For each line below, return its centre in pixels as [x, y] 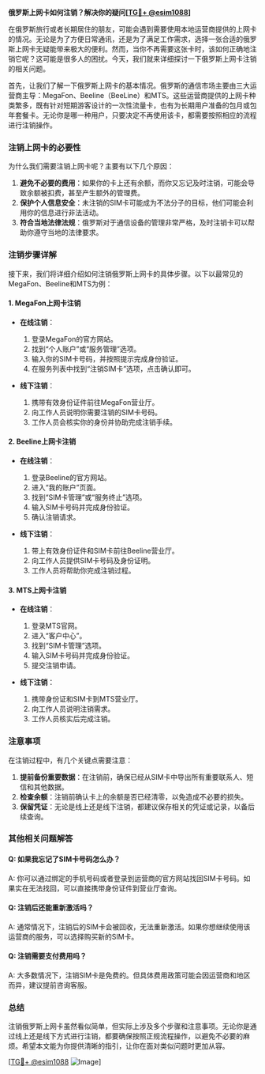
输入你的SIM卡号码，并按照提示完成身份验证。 [107, 358]
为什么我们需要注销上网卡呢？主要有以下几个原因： [91, 166]
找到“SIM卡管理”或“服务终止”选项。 [89, 497]
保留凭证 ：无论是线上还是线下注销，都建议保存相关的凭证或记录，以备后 [137, 807]
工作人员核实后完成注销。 [73, 719]
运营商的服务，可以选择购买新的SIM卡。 [73, 936]
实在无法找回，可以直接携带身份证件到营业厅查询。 [98, 888]
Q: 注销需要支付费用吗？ [47, 956]
